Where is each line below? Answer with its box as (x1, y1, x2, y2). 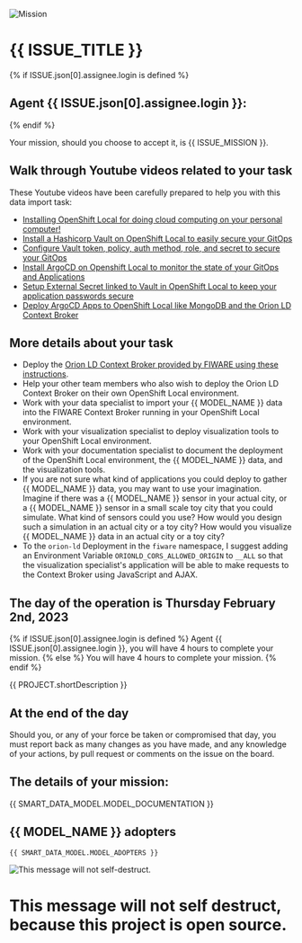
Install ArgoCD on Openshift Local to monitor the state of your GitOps (22, 262, 280, 272)
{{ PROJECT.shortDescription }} (9, 680, 128, 690)
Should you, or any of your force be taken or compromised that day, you (9, 729, 277, 740)
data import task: (9, 196, 73, 207)
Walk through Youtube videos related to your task (9, 163, 293, 179)
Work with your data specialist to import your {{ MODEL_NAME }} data (22, 397, 283, 408)
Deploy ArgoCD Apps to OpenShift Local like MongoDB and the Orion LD (22, 299, 292, 310)
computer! (22, 223, 61, 234)
